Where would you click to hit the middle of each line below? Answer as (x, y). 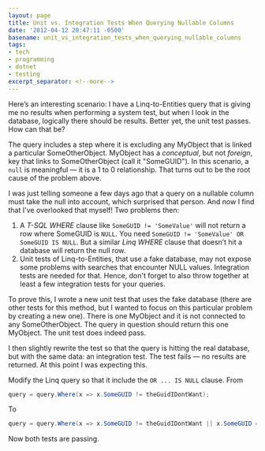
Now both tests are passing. (54, 439)
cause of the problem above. (55, 177)
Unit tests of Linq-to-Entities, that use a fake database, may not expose (135, 259)
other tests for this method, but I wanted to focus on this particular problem (131, 307)
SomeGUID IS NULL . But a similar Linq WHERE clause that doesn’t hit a (131, 242)
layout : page (30, 15)
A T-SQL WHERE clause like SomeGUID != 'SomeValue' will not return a (132, 225)
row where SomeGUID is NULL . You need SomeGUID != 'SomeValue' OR (132, 233)
